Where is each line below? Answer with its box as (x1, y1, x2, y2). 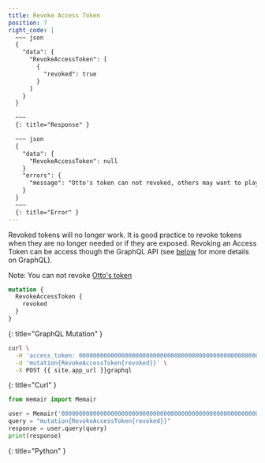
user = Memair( (8, 410, 58, 418)
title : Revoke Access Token (8, 11, 101, 20)
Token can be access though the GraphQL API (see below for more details (8, 246, 250, 256)
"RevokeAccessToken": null (28, 157, 118, 165)
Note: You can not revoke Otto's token (8, 270, 132, 280)
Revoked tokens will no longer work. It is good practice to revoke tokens (8, 230, 242, 239)
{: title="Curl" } (8, 380, 57, 390)
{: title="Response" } (15, 121, 90, 129)
